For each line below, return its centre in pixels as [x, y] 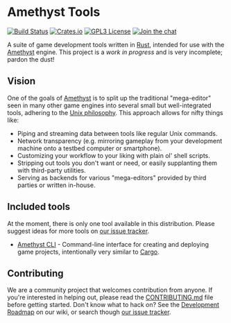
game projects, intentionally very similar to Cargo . [88, 252]
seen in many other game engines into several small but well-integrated [109, 105]
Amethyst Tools [54, 12]
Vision [22, 81]
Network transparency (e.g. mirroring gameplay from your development [120, 141]
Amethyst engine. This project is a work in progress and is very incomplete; [115, 52]
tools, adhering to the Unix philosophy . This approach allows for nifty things [115, 112]
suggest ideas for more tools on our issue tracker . [78, 231]
